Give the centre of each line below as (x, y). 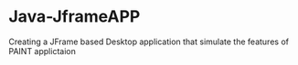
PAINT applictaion (43, 51)
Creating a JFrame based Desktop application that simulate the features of (149, 42)
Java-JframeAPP (74, 17)
